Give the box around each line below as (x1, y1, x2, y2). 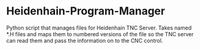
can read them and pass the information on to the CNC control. (6, 37, 163, 44)
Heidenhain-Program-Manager (6, 4, 166, 18)
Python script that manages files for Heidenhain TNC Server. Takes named (6, 24, 192, 31)
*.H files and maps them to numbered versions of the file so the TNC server (6, 30, 194, 37)
